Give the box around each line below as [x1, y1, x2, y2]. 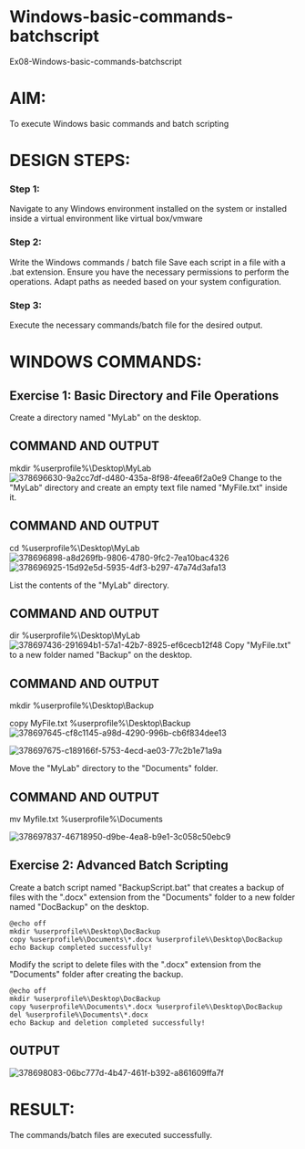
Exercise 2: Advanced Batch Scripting [9, 858, 229, 873]
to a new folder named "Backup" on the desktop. [9, 650, 193, 661]
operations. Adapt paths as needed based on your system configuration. [9, 276, 282, 287]
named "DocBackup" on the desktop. [9, 901, 149, 912]
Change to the [229, 472, 282, 483]
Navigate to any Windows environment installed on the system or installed [9, 204, 288, 214]
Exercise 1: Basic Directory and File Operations [9, 388, 280, 403]
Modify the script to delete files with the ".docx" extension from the [9, 958, 261, 969]
